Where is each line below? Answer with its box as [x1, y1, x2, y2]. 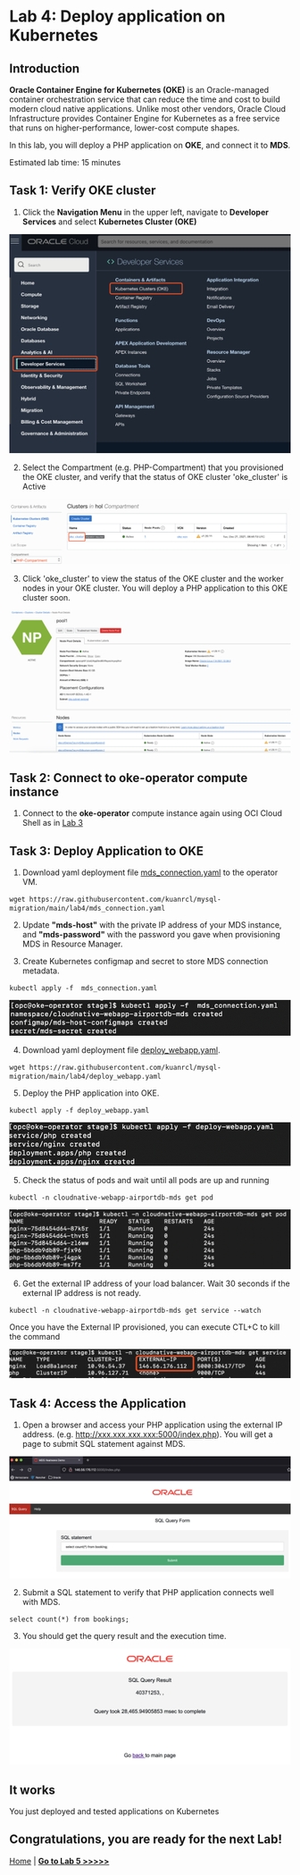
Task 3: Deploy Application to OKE [9, 843, 204, 859]
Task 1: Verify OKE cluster [9, 183, 156, 198]
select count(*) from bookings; [9, 1615, 129, 1624]
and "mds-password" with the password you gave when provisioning [21, 929, 281, 940]
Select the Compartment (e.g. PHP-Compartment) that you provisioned [21, 462, 284, 473]
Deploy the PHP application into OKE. [21, 1088, 160, 1098]
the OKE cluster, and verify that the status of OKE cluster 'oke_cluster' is [21, 472, 288, 483]
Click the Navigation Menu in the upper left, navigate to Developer [21, 206, 270, 217]
